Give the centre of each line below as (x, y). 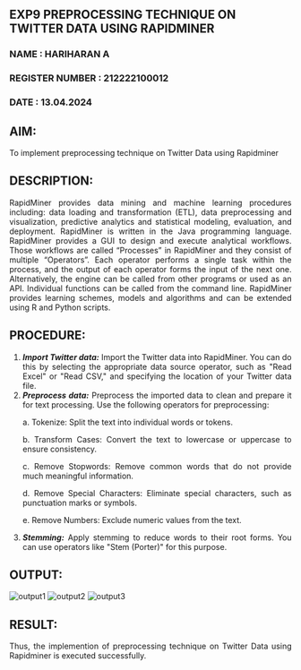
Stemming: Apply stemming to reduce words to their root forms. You (157, 537)
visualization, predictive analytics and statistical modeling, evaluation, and (150, 221)
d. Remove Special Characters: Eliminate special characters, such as (157, 493)
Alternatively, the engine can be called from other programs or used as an (150, 279)
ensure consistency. (59, 449)
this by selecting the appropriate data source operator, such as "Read (157, 366)
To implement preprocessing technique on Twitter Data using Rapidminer (144, 152)
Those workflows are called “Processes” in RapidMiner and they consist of (150, 250)
